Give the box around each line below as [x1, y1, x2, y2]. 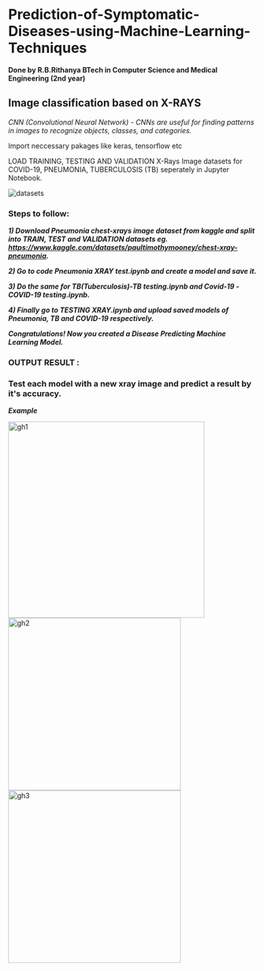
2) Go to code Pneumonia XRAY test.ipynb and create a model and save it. [8, 267, 257, 276]
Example [8, 406, 38, 416]
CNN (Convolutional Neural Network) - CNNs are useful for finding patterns [8, 117, 255, 127]
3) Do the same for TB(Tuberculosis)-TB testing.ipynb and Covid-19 [8, 282, 235, 291]
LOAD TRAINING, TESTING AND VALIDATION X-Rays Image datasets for [8, 156, 243, 166]
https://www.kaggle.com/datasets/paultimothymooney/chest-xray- [8, 243, 238, 252]
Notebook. [8, 173, 43, 182]
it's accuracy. [8, 388, 61, 399]
